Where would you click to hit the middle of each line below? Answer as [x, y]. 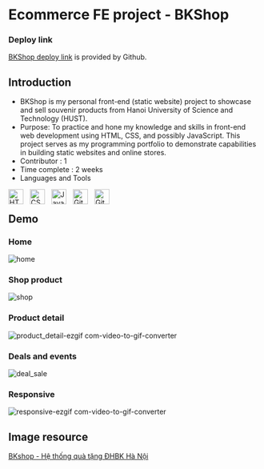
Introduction [40, 82]
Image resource [48, 437]
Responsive [32, 394]
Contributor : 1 [43, 161]
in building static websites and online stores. [93, 153]
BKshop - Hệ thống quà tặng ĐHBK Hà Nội [78, 456]
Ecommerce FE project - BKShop [119, 15]
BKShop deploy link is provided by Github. [78, 57]
